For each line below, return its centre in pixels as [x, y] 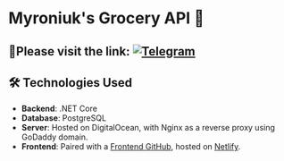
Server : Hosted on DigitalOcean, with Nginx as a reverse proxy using [148, 128]
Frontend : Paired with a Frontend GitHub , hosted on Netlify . [131, 147]
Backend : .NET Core [59, 109]
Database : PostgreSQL [64, 118]
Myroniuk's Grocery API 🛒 [106, 18]
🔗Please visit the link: [69, 51]
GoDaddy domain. [54, 137]
